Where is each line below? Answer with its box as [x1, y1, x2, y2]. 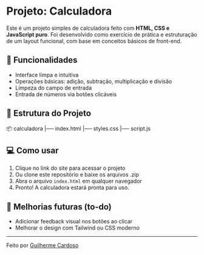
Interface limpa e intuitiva [15, 71, 79, 79]
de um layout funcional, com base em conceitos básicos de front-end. [6, 37, 182, 44]
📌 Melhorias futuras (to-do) [6, 201, 112, 212]
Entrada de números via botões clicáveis [15, 90, 117, 98]
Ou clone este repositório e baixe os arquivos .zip [15, 171, 140, 178]
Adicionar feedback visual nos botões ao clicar [15, 218, 133, 225]
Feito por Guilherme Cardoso [6, 242, 79, 249]
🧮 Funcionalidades [6, 55, 78, 65]
